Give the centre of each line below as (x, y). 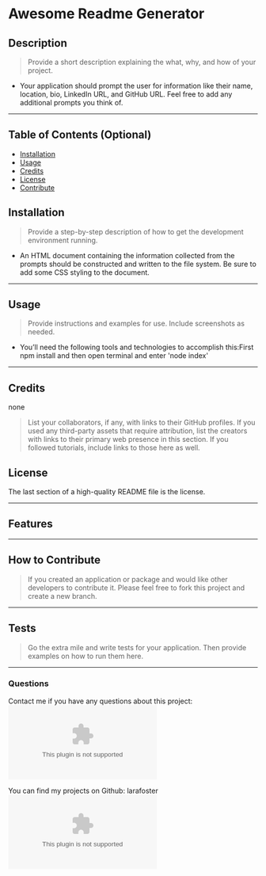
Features (30, 524)
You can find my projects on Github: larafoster (83, 790)
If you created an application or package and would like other (127, 579)
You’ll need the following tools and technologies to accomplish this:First (137, 347)
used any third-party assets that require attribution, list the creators (137, 431)
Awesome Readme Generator (106, 14)
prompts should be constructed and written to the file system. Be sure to (138, 264)
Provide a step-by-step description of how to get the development (135, 231)
